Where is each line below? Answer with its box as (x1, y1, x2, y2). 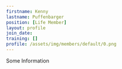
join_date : (6, 30, 33, 36)
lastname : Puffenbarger (6, 14, 65, 20)
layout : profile (6, 25, 46, 31)
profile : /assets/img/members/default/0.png (6, 42, 117, 47)
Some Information (6, 57, 50, 64)
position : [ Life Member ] (6, 19, 67, 25)
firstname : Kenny (6, 8, 49, 15)
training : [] (6, 36, 38, 42)
